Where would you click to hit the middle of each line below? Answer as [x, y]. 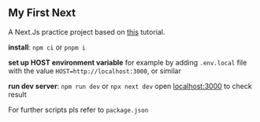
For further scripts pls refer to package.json [78, 109]
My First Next [42, 13]
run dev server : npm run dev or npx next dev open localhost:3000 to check [130, 86]
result [18, 94]
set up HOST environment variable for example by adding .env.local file [128, 62]
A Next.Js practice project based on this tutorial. [87, 31]
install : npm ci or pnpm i [47, 47]
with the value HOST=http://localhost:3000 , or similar [95, 71]
